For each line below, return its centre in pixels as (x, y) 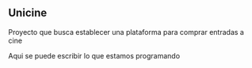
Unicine (28, 13)
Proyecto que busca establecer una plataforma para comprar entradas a (126, 32)
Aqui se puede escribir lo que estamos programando (94, 55)
